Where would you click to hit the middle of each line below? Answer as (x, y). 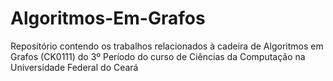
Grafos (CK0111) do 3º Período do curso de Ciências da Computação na (158, 56)
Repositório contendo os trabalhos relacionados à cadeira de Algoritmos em (167, 46)
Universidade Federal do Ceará (74, 67)
